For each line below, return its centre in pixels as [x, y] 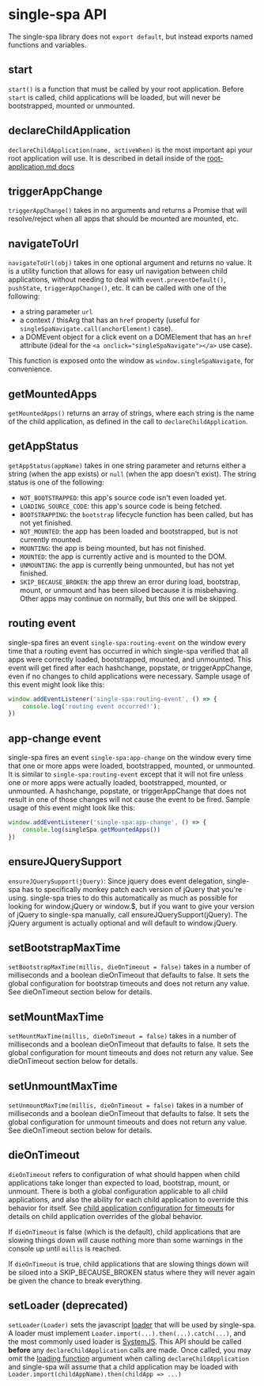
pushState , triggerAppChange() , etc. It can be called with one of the [117, 288]
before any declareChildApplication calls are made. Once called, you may [130, 1350]
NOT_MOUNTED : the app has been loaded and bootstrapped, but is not [129, 531]
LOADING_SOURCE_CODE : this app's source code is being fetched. [121, 506]
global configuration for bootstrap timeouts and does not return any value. [129, 984]
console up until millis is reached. [65, 1248]
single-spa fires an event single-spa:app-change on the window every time [130, 758]
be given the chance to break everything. [75, 1281]
